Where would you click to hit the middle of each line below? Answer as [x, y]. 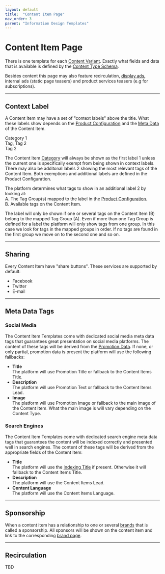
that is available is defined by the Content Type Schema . [62, 66]
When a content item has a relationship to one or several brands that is [77, 525]
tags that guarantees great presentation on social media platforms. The [77, 341]
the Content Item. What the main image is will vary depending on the [82, 408]
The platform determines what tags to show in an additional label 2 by [76, 188]
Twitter [19, 286]
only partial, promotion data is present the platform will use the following [78, 352]
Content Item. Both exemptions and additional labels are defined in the [76, 174]
